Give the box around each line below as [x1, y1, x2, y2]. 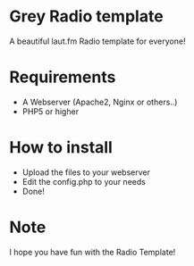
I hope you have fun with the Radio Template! [9, 246, 176, 257]
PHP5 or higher [21, 105, 79, 117]
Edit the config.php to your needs [21, 176, 146, 187]
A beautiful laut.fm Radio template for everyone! [9, 36, 186, 46]
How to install [9, 137, 114, 158]
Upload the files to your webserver [21, 167, 150, 178]
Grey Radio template [9, 6, 164, 27]
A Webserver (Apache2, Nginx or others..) [21, 96, 178, 107]
